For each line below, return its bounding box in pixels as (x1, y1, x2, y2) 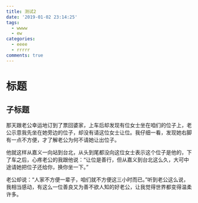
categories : (6, 36, 35, 42)
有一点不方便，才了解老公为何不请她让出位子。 (6, 136, 120, 143)
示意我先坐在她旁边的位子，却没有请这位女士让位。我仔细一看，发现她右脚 (11, 129, 192, 136)
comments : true (6, 52, 44, 58)
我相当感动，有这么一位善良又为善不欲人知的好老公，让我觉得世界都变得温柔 (6, 183, 192, 190)
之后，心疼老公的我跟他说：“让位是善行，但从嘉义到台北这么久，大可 (16, 156, 184, 163)
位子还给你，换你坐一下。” (26, 163, 89, 171)
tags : (6, 19, 19, 25)
